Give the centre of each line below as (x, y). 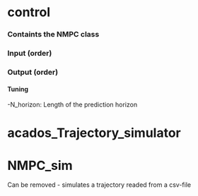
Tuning (18, 89)
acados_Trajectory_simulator (94, 133)
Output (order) (33, 72)
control (29, 12)
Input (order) (30, 54)
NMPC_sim (40, 165)
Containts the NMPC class (53, 35)
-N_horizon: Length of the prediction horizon (72, 105)
